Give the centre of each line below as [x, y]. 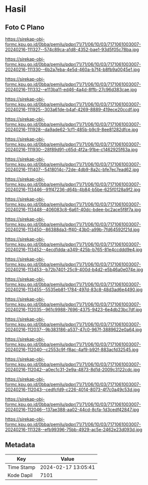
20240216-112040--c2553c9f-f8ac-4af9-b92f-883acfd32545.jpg [72, 350]
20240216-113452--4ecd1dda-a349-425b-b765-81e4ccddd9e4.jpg [74, 249]
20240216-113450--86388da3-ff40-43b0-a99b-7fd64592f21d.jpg [72, 229]
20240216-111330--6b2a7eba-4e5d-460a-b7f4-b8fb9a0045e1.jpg [73, 69]
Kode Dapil [20, 475]
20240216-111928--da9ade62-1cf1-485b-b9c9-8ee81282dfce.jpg [72, 129]
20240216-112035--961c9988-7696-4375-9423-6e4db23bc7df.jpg [74, 309]
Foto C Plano [25, 27]
